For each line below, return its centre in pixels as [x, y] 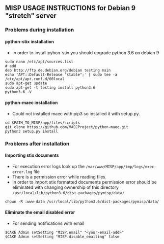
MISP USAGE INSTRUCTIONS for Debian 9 [70, 8]
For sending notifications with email [48, 223]
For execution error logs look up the [48, 166]
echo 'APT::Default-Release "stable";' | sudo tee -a [61, 74]
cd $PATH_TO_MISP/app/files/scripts [42, 123]
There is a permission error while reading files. [59, 176]
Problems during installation [40, 30]
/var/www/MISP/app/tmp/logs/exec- [121, 167]
